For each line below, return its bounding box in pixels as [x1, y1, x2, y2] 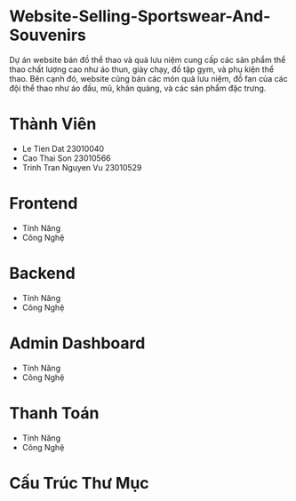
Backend [9, 264, 76, 283]
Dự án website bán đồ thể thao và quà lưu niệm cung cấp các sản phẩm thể [9, 54, 286, 65]
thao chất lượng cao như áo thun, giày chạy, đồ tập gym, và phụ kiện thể [9, 64, 274, 75]
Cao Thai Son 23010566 [21, 153, 111, 163]
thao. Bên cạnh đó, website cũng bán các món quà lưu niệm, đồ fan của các [9, 73, 288, 83]
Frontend [9, 194, 78, 214]
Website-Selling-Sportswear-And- [9, 6, 271, 27]
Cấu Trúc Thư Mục [9, 473, 149, 493]
